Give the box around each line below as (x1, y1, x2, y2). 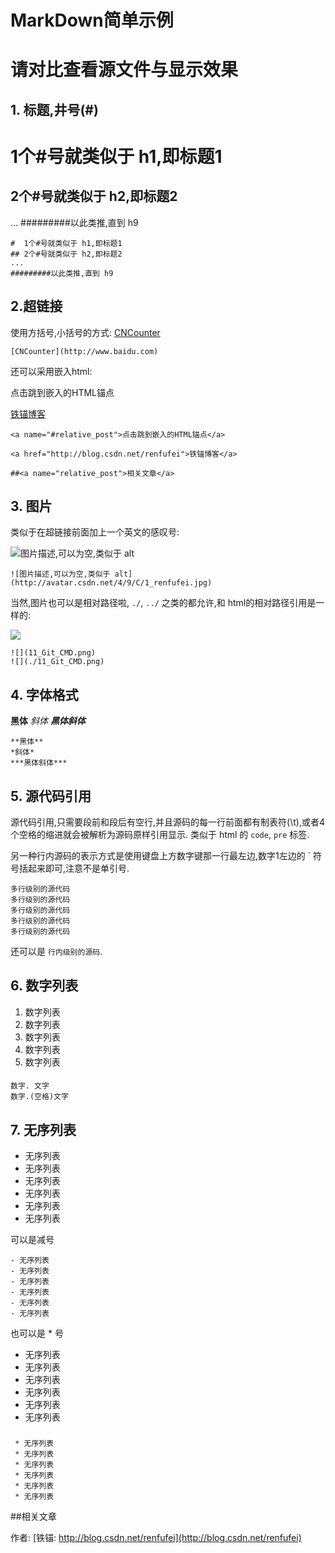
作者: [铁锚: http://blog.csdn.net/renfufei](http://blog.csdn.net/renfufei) (10, 1532, 302, 1544)
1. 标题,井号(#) (10, 101, 99, 118)
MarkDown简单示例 (10, 9, 174, 32)
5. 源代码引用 (10, 787, 92, 805)
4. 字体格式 (10, 686, 79, 703)
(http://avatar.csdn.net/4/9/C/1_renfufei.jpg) (10, 578, 213, 588)
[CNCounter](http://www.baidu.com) (10, 346, 159, 356)
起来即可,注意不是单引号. (27, 862, 130, 875)
